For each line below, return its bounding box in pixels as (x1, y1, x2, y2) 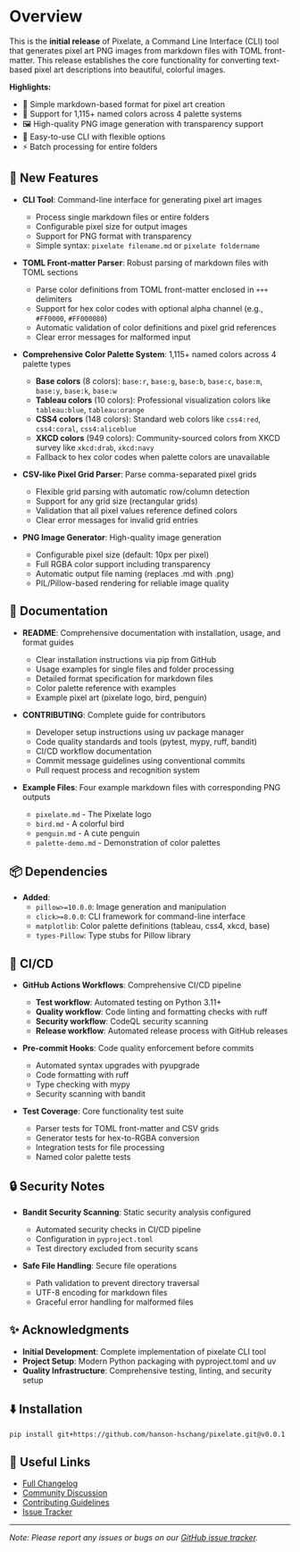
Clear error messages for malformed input (35, 331, 191, 342)
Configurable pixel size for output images (35, 221, 187, 231)
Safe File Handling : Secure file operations (21, 1261, 177, 1271)
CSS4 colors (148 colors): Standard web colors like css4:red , (35, 413, 262, 424)
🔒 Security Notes (9, 1179, 105, 1194)
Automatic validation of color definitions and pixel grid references (35, 321, 277, 332)
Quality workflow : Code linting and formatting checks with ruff (35, 1006, 268, 1017)
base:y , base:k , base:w (35, 385, 118, 396)
